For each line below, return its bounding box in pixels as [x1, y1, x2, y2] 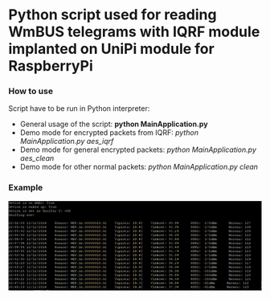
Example [8, 182, 43, 194]
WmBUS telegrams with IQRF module [8, 23, 260, 41]
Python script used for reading [8, 6, 217, 24]
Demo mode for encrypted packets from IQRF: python [19, 128, 199, 137]
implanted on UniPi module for [8, 40, 215, 58]
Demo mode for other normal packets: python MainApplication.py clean [19, 162, 259, 172]
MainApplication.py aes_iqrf [19, 137, 114, 146]
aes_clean [19, 154, 55, 163]
